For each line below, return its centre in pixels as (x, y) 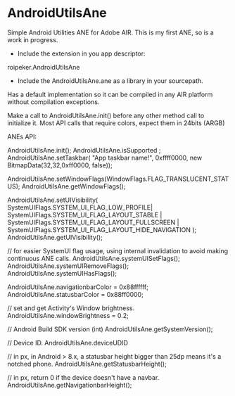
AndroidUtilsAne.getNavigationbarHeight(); (70, 385)
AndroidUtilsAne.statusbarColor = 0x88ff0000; (76, 294)
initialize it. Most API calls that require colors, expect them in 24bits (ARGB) (116, 123)
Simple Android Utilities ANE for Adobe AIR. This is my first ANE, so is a (111, 32)
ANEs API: (22, 136)
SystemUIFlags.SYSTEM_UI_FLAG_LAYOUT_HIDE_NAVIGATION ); (102, 229)
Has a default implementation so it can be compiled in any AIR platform (110, 94)
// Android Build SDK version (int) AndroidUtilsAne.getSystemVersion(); (110, 329)
